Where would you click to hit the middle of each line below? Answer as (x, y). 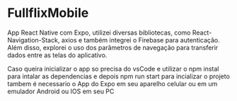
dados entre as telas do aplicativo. (57, 55)
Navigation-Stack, (34, 40)
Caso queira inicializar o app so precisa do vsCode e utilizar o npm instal (113, 69)
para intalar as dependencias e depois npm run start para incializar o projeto (118, 76)
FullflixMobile (48, 13)
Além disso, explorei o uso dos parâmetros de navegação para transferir (113, 47)
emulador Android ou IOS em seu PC (61, 91)
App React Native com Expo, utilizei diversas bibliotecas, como (99, 32)
